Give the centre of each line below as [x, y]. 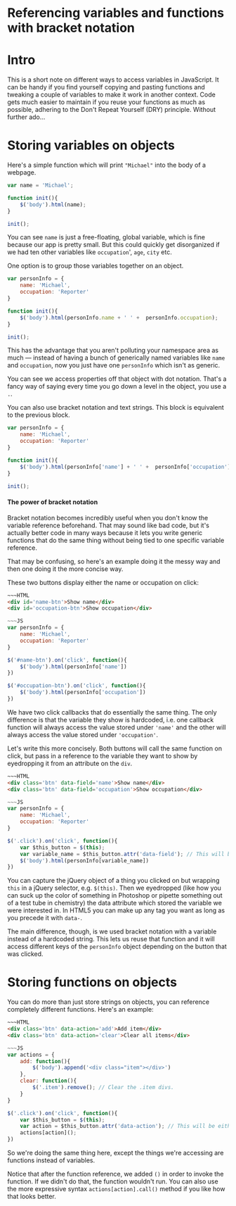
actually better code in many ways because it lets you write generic [105, 532]
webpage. [22, 172]
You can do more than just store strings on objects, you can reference [108, 1002]
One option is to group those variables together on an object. [96, 266]
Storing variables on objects [91, 145]
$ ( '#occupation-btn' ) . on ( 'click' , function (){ [77, 686]
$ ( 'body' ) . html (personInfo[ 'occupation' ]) [83, 692]
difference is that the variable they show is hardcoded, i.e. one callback [111, 720]
